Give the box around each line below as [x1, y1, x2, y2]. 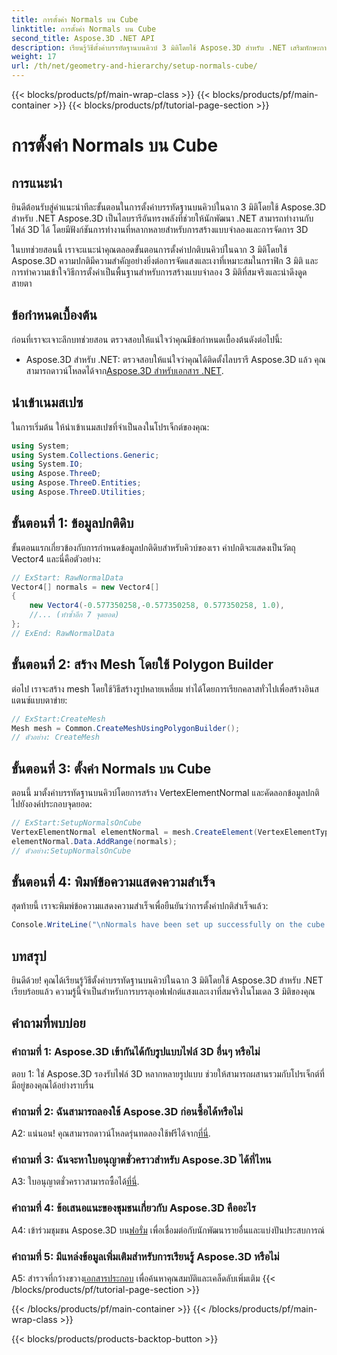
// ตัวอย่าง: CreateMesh [11, 732, 100, 743]
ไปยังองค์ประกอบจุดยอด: [11, 798, 93, 810]
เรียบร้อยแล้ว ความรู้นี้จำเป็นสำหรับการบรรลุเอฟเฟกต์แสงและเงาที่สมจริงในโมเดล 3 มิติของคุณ [11, 986, 316, 998]
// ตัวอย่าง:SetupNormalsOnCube [11, 846, 132, 856]
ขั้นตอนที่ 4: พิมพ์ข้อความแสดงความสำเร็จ [11, 873, 216, 890]
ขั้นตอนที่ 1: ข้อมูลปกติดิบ [11, 515, 134, 532]
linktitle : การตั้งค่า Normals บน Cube [11, 24, 157, 34]
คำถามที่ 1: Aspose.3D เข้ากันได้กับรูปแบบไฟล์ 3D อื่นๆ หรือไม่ [11, 1045, 261, 1059]
